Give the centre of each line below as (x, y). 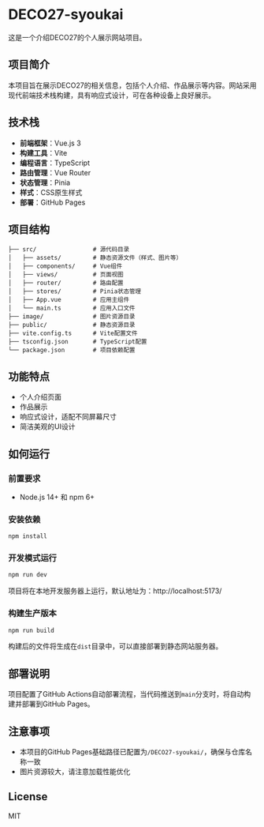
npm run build (32, 630)
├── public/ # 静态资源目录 (72, 325)
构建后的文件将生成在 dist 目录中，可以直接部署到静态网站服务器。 (115, 646)
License (28, 797)
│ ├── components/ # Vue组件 (65, 266)
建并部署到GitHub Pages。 (51, 704)
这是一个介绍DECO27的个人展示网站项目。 (77, 37)
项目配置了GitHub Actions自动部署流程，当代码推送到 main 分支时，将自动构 (129, 694)
